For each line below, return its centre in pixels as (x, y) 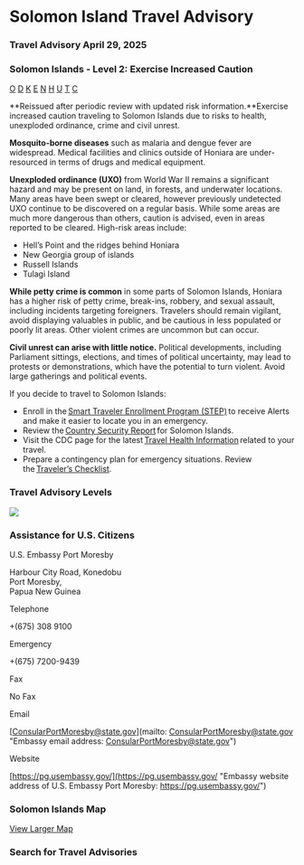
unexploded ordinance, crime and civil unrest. (95, 126)
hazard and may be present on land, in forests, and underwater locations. (146, 189)
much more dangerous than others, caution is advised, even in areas (137, 218)
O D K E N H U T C (44, 89)
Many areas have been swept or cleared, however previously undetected (145, 199)
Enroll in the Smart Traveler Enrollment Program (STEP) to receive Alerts (156, 411)
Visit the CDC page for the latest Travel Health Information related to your (158, 440)
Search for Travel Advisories (73, 852)
